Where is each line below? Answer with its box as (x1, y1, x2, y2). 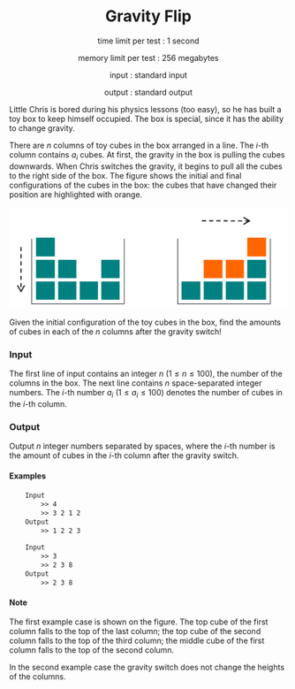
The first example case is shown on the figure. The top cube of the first (9, 616, 269, 627)
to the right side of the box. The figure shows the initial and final (9, 170, 242, 180)
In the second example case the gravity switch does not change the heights (9, 662, 285, 673)
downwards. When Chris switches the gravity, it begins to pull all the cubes (9, 161, 283, 172)
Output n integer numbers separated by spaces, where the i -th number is (9, 440, 276, 452)
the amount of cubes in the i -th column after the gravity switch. (9, 450, 239, 461)
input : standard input (109, 69, 188, 80)
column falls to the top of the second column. (9, 645, 175, 655)
